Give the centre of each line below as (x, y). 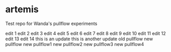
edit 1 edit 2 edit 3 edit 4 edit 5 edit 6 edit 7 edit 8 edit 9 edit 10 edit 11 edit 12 (86, 33)
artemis (22, 9)
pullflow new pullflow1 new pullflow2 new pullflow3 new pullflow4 (75, 44)
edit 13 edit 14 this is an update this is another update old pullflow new (79, 39)
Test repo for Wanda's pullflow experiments (51, 23)
